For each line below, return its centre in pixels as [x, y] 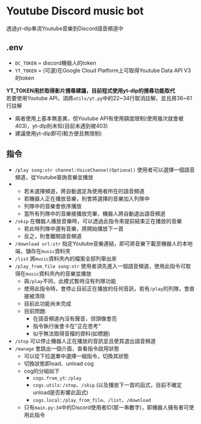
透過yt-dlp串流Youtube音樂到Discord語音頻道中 [65, 28]
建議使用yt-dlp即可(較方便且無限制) [58, 133]
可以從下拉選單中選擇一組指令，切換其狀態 [76, 356]
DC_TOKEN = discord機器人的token [56, 63]
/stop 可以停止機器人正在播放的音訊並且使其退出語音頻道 [85, 341]
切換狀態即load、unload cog [59, 363]
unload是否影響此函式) [60, 392]
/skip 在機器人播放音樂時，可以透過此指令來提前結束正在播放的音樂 [98, 221]
